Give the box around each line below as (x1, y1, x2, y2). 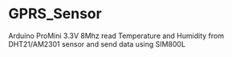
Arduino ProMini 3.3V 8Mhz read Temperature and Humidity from (8, 31, 225, 40)
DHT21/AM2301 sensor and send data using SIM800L (8, 39, 186, 48)
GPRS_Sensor (8, 5, 102, 23)
